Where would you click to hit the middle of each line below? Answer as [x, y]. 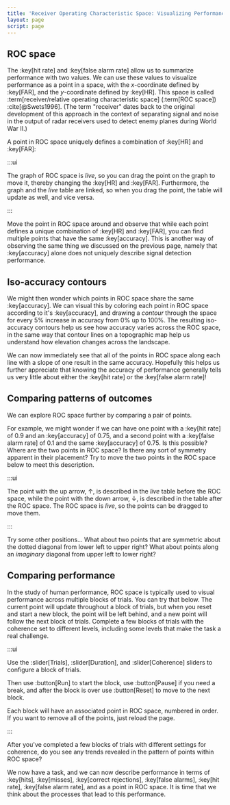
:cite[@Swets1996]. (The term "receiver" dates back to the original [101, 107]
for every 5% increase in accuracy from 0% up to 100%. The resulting [106, 320]
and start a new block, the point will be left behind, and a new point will [107, 614]
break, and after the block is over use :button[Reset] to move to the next [108, 690]
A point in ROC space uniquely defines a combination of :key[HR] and [105, 142]
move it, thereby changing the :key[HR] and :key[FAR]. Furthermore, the [108, 183]
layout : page [26, 20]
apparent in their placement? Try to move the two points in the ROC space [112, 457]
